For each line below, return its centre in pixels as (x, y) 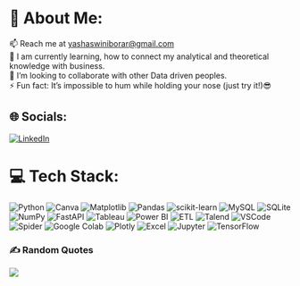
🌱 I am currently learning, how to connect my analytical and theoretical (139, 56)
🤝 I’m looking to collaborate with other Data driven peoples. (118, 75)
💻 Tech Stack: (64, 176)
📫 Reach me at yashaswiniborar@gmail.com (92, 43)
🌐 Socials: (38, 117)
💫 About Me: (56, 18)
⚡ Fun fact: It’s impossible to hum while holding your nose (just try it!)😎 (141, 85)
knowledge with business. (57, 65)
